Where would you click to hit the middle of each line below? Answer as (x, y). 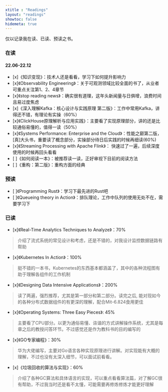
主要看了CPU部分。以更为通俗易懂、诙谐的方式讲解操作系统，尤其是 (88, 323)
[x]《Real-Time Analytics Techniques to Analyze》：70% (69, 229)
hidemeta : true (21, 24)
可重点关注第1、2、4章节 (38, 90)
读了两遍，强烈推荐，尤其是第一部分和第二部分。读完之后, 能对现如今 (89, 295)
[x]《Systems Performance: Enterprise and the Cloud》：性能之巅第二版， (87, 134)
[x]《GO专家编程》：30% (37, 340)
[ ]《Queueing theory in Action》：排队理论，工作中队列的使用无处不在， (86, 197)
